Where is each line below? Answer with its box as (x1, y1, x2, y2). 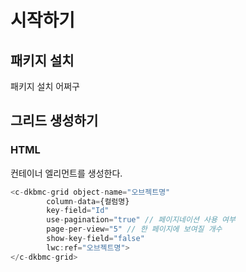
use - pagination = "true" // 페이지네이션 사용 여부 (46, 215, 237, 225)
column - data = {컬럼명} (46, 196, 130, 206)
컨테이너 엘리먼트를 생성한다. (10, 167, 123, 179)
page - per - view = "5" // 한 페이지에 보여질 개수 (46, 224, 223, 235)
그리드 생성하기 (10, 112, 99, 130)
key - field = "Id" (46, 206, 110, 216)
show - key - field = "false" (46, 234, 145, 244)
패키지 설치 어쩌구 (10, 81, 80, 92)
